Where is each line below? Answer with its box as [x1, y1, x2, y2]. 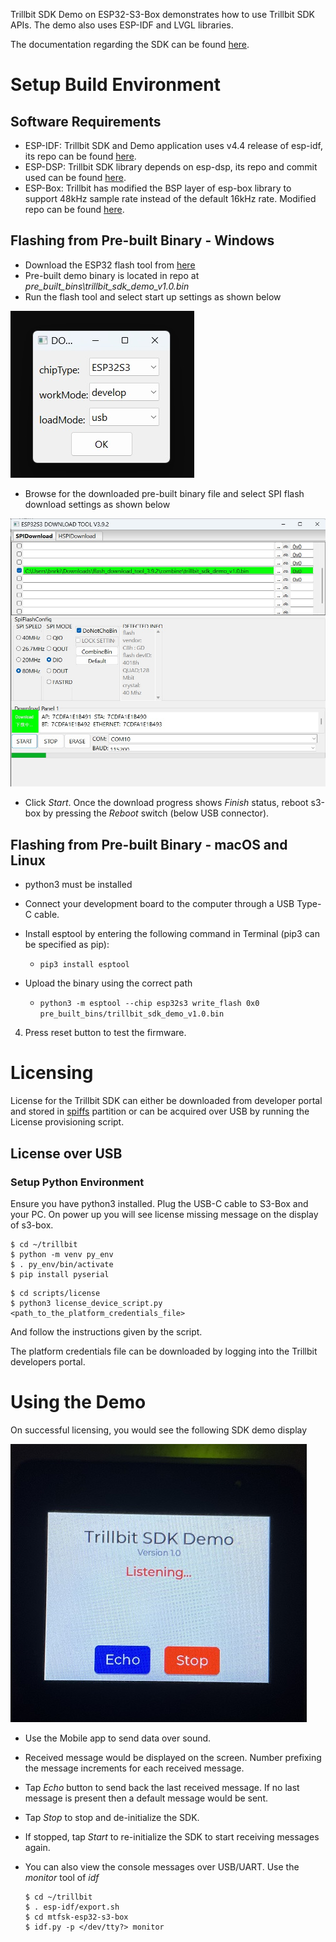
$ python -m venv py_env [10, 1249, 114, 1259]
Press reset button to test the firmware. [24, 1027, 187, 1039]
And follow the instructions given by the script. [10, 1325, 203, 1338]
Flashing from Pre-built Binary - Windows [10, 232, 275, 249]
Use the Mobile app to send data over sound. [24, 1732, 212, 1744]
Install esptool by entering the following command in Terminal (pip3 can [24, 928, 320, 940]
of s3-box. [10, 1219, 54, 1231]
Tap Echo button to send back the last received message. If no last [24, 1781, 300, 1793]
